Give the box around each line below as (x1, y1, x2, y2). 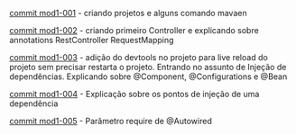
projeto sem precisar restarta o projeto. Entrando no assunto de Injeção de (9, 62, 287, 72)
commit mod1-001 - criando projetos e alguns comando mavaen (9, 8, 247, 18)
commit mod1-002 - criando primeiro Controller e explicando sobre (9, 25, 259, 35)
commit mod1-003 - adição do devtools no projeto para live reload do (9, 52, 268, 62)
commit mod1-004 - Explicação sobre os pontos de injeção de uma (9, 89, 260, 99)
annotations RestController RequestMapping (9, 35, 174, 45)
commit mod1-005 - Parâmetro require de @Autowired (9, 116, 212, 126)
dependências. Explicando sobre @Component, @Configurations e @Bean (9, 71, 288, 82)
